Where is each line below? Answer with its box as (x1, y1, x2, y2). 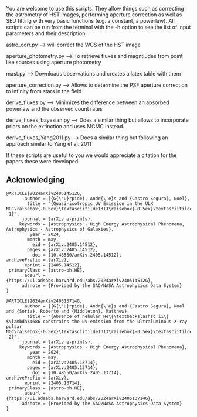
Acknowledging (6, 175, 65, 185)
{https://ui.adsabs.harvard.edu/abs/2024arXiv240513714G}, (6, 395, 154, 401)
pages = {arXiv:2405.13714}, (27, 364, 98, 371)
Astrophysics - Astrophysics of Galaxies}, (6, 226, 114, 232)
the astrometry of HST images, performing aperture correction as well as (6, 11, 182, 18)
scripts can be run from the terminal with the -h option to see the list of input (6, 23, 191, 30)
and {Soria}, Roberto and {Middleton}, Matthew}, (6, 308, 130, 314)
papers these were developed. (6, 158, 80, 165)
